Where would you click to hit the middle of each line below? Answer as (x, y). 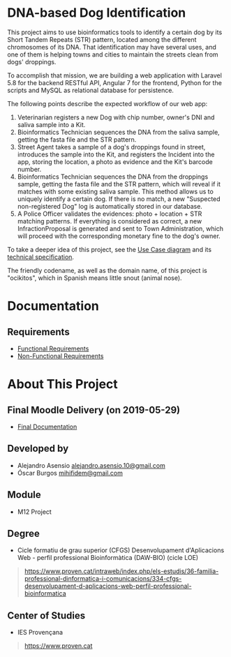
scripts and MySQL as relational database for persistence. (91, 90)
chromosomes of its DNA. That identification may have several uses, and (112, 47)
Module (24, 495)
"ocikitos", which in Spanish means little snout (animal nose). (95, 278)
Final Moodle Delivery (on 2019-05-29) (94, 410)
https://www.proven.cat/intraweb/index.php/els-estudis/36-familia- (121, 571)
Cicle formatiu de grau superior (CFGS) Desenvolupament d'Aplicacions (121, 550)
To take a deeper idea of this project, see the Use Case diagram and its (109, 249)
